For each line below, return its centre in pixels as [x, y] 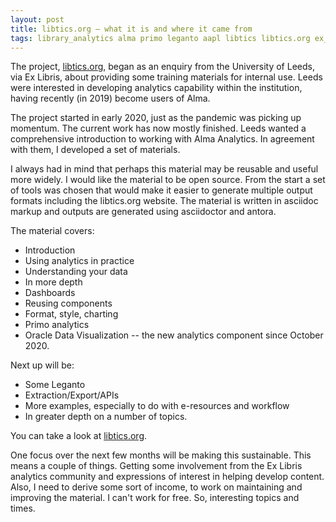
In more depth [53, 282]
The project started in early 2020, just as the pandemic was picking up [156, 118]
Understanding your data [76, 272]
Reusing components [68, 303]
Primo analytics [57, 325]
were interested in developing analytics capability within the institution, [156, 88]
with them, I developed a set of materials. [95, 150]
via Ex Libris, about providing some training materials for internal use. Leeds [166, 77]
